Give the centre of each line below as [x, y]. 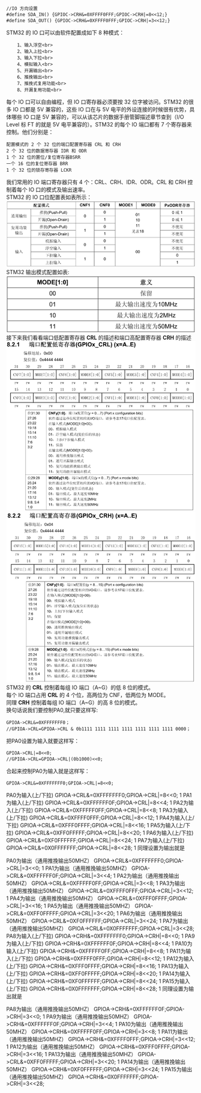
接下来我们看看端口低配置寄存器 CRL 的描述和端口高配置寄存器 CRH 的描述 [99, 337]
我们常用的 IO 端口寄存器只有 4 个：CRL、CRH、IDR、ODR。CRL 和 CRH [96, 182]
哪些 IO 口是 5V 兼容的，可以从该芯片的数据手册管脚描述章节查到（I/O [97, 117]
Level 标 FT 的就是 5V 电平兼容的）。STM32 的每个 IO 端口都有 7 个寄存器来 [99, 124]
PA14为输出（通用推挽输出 [153, 1062]
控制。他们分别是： [30, 132]
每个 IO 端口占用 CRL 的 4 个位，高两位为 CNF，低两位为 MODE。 [88, 695]
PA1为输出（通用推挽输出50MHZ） [88, 868]
